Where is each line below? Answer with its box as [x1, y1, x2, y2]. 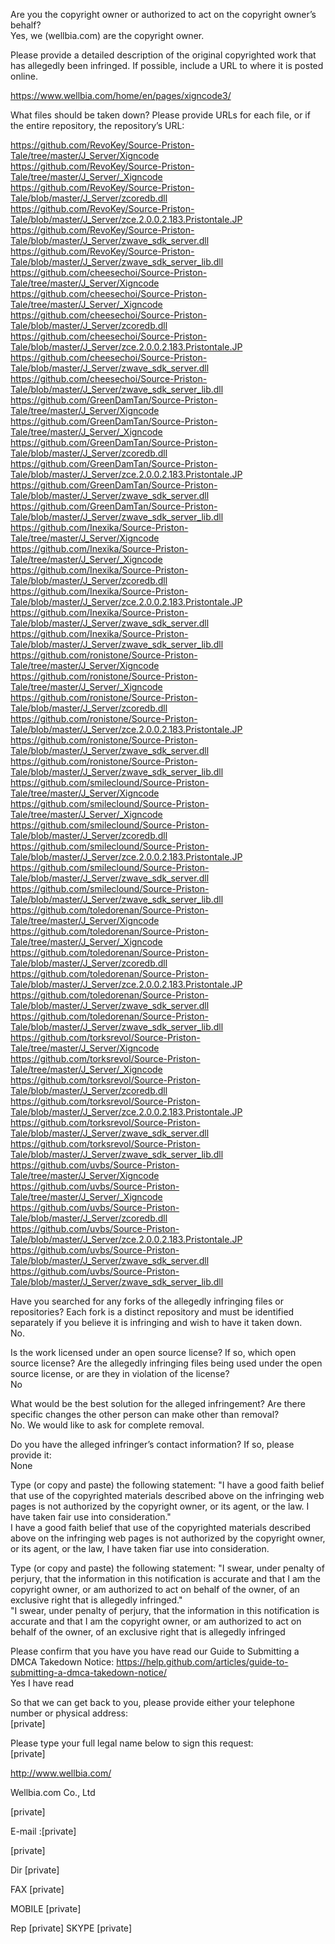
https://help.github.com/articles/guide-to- [116, 1656, 289, 1668]
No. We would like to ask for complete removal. [10, 1419, 205, 1431]
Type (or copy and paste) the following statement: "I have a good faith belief [10, 1479, 325, 1491]
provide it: [10, 1449, 52, 1461]
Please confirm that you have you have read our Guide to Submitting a [10, 1645, 300, 1657]
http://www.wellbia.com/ [10, 1767, 112, 1779]
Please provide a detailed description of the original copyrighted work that [10, 49, 317, 61]
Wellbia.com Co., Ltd [10, 1787, 96, 1798]
